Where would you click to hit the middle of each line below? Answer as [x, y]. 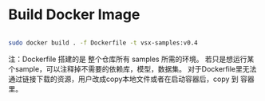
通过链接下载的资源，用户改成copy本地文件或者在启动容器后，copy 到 [124, 79]
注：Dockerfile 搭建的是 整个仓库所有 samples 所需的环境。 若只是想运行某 [131, 59]
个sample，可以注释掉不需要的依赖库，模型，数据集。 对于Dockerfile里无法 [132, 68]
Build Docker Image [74, 15]
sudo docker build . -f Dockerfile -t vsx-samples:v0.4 [103, 43]
